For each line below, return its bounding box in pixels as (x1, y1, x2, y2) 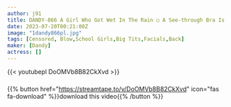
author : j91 (7, 10, 42, 17)
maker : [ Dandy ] (7, 42, 51, 49)
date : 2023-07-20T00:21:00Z (7, 23, 89, 30)
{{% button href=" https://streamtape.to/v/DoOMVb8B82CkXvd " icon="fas (7, 84, 220, 93)
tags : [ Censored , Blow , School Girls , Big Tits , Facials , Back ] (7, 36, 185, 43)
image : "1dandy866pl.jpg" (7, 29, 82, 37)
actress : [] (7, 49, 42, 56)
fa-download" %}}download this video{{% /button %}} (7, 92, 164, 100)
